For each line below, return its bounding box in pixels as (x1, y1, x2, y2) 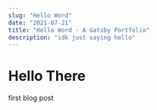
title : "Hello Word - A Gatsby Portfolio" (8, 26, 150, 34)
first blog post (8, 93, 54, 103)
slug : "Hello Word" (8, 11, 73, 20)
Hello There (8, 68, 86, 85)
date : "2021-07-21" (8, 19, 73, 27)
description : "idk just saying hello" (8, 33, 136, 42)
